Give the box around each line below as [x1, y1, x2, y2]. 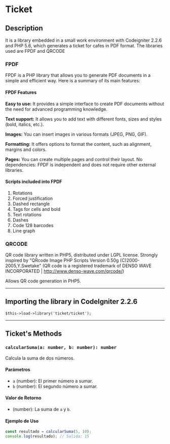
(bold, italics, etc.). [5, 121, 44, 128]
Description [5, 24, 43, 33]
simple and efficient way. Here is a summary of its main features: [5, 78, 141, 84]
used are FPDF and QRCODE [5, 48, 65, 54]
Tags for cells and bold [12, 206, 61, 212]
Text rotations [12, 211, 41, 217]
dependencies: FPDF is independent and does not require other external [5, 162, 156, 168]
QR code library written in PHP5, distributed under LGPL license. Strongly [5, 252, 158, 258]
